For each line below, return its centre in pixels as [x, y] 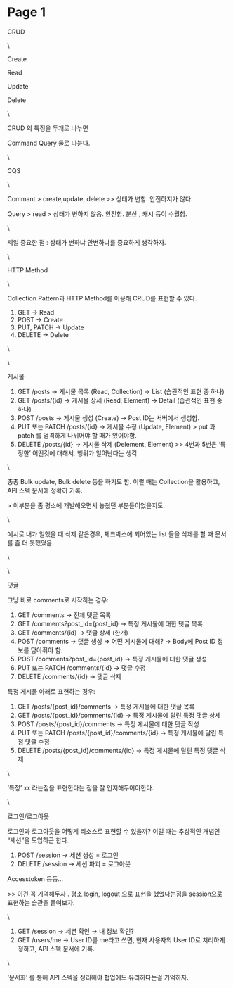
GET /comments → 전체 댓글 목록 [64, 615]
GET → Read [36, 312]
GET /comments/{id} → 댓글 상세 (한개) [73, 632]
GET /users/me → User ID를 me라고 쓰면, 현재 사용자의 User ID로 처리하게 [121, 939]
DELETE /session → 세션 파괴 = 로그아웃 [74, 863]
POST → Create [40, 319]
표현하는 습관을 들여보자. [41, 902]
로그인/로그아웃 [28, 816]
